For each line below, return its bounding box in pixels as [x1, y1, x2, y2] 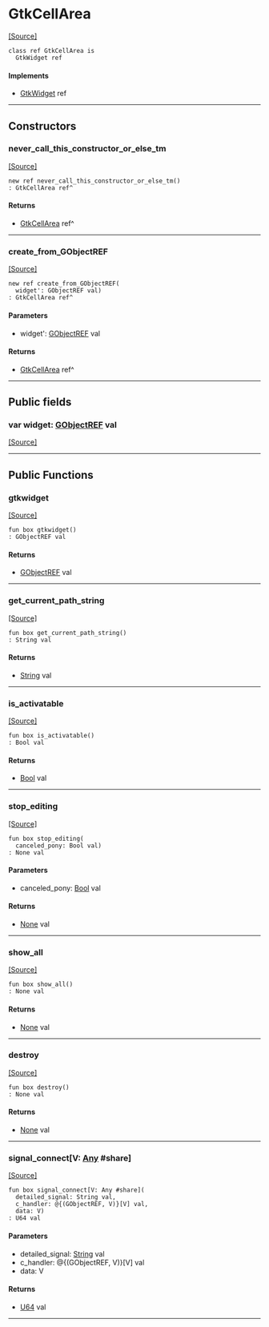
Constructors [8, 119, 77, 133]
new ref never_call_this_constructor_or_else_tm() [8, 177, 181, 185]
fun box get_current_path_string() [8, 629, 127, 637]
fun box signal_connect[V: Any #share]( [8, 1186, 146, 1194]
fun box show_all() [8, 980, 74, 989]
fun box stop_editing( [8, 834, 84, 842]
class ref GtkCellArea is [8, 46, 94, 54]
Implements [8, 70, 50, 80]
